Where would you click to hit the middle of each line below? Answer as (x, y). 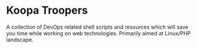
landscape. (20, 39)
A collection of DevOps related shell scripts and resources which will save (97, 27)
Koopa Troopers (47, 10)
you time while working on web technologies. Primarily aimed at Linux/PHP (99, 33)
